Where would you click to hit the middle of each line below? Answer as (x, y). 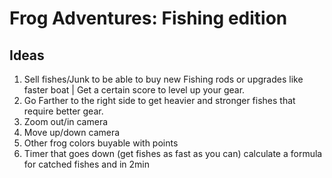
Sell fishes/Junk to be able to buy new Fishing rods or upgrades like (163, 79)
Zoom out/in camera (66, 121)
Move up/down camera (72, 132)
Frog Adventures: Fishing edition (148, 18)
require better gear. (63, 111)
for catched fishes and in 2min (86, 164)
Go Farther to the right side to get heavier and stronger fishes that (159, 100)
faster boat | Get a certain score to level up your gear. (134, 90)
